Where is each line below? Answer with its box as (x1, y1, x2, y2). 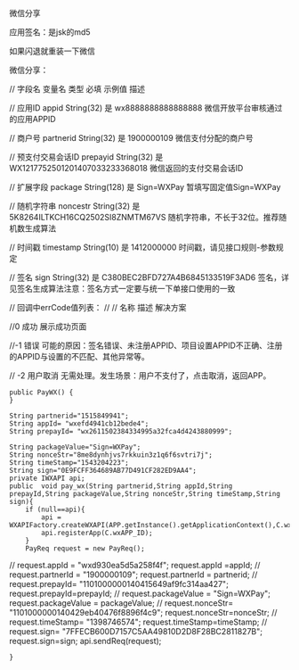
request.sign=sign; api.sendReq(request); (9, 636, 162, 646)
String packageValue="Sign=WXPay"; (9, 443, 141, 451)
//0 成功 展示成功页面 (9, 321, 87, 332)
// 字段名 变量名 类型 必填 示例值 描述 (9, 84, 145, 94)
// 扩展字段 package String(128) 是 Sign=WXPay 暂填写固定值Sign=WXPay (9, 182, 281, 192)
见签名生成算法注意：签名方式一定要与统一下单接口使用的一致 (9, 284, 236, 294)
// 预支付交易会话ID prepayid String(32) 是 (9, 152, 164, 162)
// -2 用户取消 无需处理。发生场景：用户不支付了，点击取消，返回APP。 (9, 370, 271, 381)
